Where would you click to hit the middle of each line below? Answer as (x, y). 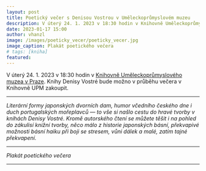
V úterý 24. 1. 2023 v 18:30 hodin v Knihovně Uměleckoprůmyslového (94, 75)
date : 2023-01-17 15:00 (37, 29)
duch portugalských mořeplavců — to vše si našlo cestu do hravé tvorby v (101, 112)
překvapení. (21, 137)
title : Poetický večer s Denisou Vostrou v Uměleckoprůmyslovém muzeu (98, 18)
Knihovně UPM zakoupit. (37, 88)
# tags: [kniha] (27, 52)
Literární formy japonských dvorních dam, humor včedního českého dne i (99, 105)
